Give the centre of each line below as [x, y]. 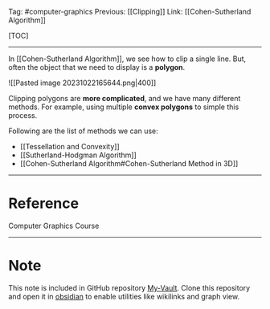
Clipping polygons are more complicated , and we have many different [125, 98]
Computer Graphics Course [54, 226]
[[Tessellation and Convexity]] [70, 146]
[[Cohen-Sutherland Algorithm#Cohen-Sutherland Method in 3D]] [129, 163]
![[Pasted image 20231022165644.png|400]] [82, 83]
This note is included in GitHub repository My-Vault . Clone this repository [129, 287]
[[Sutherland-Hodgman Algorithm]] [78, 155]
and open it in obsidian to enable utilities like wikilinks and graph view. [124, 296]
